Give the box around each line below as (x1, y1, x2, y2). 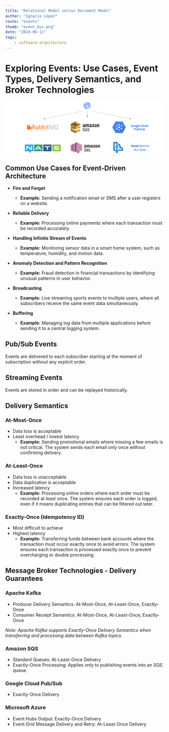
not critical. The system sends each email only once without (20, 444, 146, 451)
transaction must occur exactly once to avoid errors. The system (20, 541, 155, 547)
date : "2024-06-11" (5, 29, 47, 35)
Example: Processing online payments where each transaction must (20, 220, 163, 226)
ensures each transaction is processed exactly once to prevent (20, 546, 152, 552)
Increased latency (12, 484, 50, 491)
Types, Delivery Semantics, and (5, 73, 142, 85)
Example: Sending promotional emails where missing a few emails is (20, 439, 163, 445)
